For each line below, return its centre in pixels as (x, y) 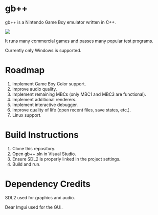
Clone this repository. (34, 148)
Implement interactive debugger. (45, 105)
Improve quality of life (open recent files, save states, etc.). (71, 110)
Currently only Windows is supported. (43, 50)
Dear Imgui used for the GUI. (34, 207)
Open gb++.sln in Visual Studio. (44, 154)
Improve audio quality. (34, 89)
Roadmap (25, 70)
